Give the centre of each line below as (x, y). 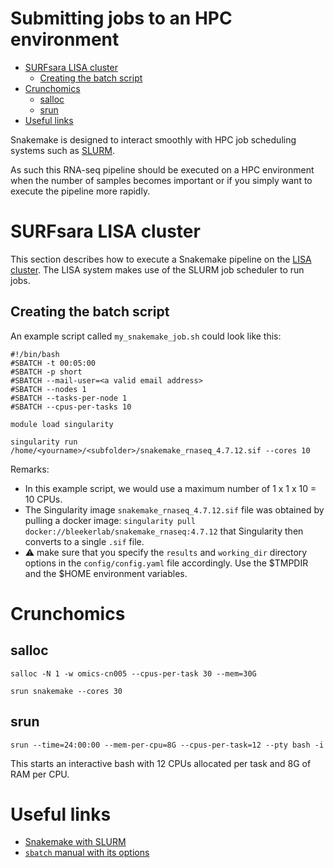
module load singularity (62, 424)
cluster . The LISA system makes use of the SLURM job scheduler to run (157, 269)
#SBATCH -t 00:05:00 (53, 363)
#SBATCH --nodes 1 (48, 389)
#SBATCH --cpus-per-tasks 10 (71, 407)
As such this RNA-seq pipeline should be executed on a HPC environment (162, 169)
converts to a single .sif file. (84, 541)
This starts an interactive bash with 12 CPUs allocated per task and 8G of (161, 763)
